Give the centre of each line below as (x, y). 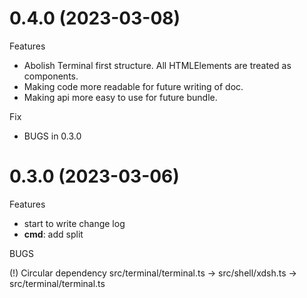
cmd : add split (53, 234)
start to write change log (74, 223)
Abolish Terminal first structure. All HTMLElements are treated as (157, 65)
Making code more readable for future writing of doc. (133, 86)
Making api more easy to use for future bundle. (120, 97)
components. (51, 76)
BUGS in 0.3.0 (52, 136)
